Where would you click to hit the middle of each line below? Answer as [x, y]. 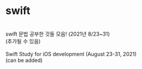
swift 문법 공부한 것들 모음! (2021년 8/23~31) [58, 34]
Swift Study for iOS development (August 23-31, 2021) [71, 54]
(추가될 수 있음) [23, 41]
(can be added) [24, 60]
